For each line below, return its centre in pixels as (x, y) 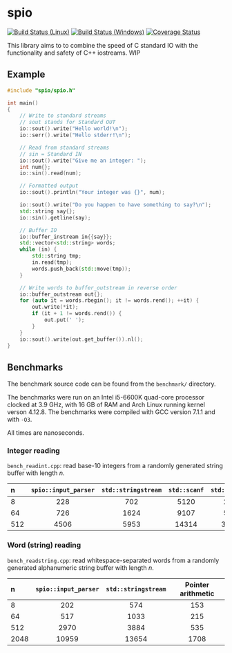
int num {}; (35, 167)
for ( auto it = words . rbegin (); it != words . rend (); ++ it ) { (109, 301)
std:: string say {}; (48, 211)
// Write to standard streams (63, 116)
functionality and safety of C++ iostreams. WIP (74, 53)
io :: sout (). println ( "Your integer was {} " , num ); (93, 193)
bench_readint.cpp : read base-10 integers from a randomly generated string (115, 466)
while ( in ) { (38, 250)
